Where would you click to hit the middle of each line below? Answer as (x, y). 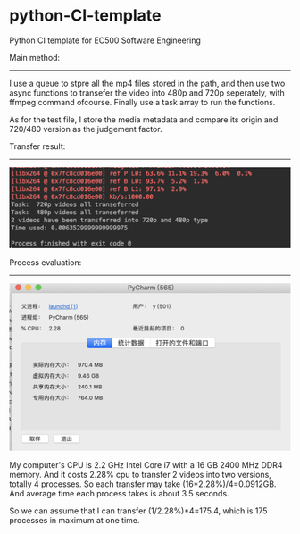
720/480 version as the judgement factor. (86, 129)
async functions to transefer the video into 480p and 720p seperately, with (147, 92)
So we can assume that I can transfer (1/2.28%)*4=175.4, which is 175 (138, 511)
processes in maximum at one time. (75, 520)
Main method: (35, 57)
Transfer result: (37, 146)
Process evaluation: (46, 263)
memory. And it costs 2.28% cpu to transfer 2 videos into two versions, (141, 474)
